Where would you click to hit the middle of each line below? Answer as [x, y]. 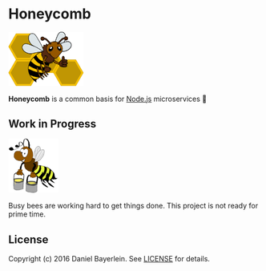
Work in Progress [52, 124]
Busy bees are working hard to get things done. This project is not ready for [133, 206]
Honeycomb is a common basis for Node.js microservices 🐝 [107, 99]
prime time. [27, 214]
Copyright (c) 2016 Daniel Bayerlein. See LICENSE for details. [109, 259]
